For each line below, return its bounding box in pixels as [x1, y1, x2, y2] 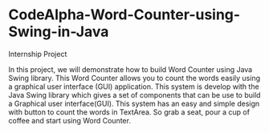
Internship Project [8, 49, 67, 58]
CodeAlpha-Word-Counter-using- [8, 6, 241, 24]
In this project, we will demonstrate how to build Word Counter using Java [8, 64, 253, 74]
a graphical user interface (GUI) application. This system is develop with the [8, 82, 259, 91]
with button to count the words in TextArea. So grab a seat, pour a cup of [8, 107, 251, 117]
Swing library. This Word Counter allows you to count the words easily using [8, 73, 261, 83]
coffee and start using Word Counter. [8, 115, 131, 125]
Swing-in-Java [8, 22, 109, 41]
